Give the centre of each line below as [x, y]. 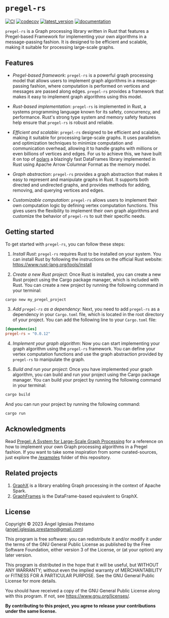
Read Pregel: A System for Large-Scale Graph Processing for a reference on [84, 441]
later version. [19, 555]
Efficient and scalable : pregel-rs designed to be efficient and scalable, [86, 132]
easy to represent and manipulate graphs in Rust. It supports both [80, 179]
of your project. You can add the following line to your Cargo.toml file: [84, 320]
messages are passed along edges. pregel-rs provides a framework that [88, 91]
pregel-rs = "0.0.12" [28, 334]
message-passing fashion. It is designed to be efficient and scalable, [77, 42]
